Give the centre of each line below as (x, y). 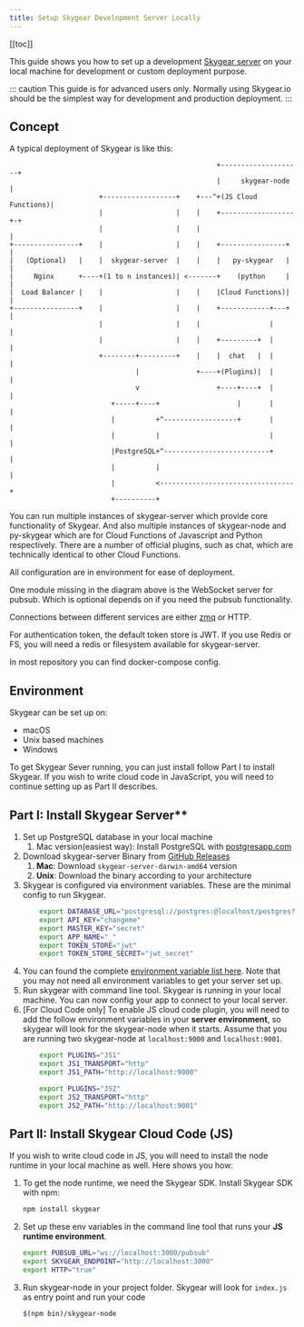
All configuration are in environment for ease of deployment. (122, 573)
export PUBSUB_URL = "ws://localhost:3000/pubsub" (116, 1253)
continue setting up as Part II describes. (84, 786)
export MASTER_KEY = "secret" (92, 928)
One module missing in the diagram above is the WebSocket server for (142, 590)
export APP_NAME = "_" (78, 937)
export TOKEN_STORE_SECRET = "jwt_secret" (117, 954)
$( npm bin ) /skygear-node (69, 1313)
